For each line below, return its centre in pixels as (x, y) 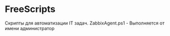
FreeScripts (30, 9)
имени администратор (30, 28)
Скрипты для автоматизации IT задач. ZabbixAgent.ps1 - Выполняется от (85, 23)
